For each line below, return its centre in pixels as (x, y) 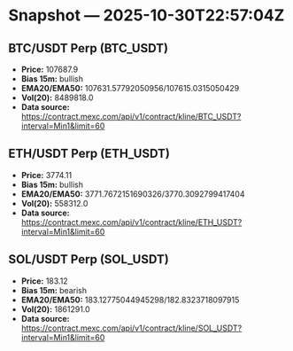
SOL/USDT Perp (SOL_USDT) (89, 259)
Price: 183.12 (44, 281)
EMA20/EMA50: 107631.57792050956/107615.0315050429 (130, 88)
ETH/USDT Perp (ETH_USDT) (89, 154)
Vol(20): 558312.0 (54, 203)
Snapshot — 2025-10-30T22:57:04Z (146, 16)
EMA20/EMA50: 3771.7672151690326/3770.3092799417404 (133, 194)
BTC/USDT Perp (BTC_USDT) (89, 48)
